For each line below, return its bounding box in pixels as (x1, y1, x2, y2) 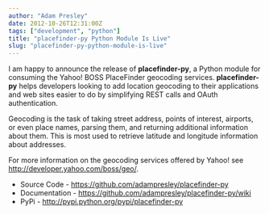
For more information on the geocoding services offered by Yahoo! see (8, 155, 244, 166)
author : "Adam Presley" (8, 11, 89, 20)
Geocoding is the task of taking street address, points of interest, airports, (8, 114, 254, 124)
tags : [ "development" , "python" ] (8, 27, 121, 35)
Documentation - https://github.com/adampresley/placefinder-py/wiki (19, 188, 251, 198)
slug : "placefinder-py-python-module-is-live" (8, 42, 168, 50)
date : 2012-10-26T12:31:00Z (8, 19, 103, 27)
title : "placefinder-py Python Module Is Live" (8, 34, 172, 43)
